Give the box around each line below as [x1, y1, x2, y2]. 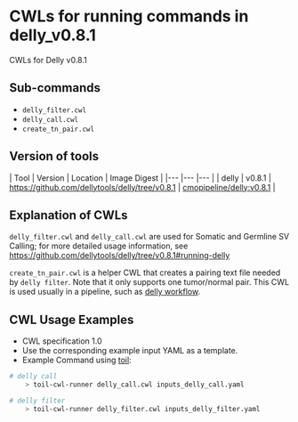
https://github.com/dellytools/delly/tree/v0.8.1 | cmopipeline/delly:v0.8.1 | [9, 182, 276, 192]
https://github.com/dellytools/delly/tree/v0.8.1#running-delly [9, 250, 230, 261]
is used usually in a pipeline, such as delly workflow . [9, 287, 201, 297]
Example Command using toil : [21, 354, 132, 366]
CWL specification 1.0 [21, 336, 102, 346]
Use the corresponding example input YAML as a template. [21, 345, 238, 356]
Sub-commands [9, 80, 101, 95]
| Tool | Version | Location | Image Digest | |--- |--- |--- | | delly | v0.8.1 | [9, 172, 271, 183]
